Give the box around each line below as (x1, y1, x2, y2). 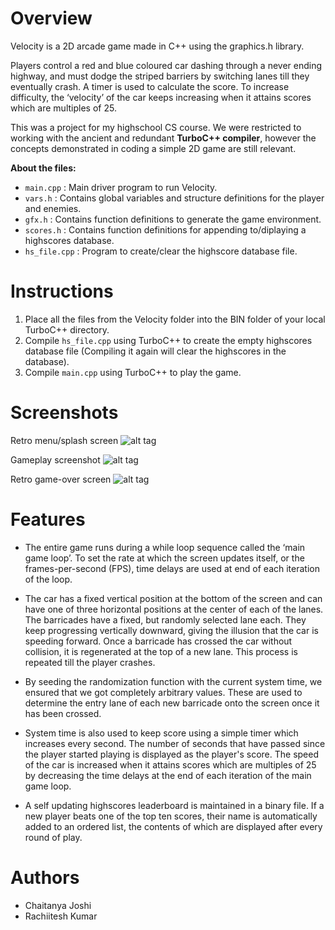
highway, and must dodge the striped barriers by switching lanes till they (10, 70, 310, 82)
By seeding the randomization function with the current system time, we (24, 675, 323, 687)
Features (10, 508, 86, 531)
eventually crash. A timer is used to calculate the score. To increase (10, 80, 290, 92)
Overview (10, 7, 93, 30)
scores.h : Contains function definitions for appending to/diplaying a (24, 223, 307, 236)
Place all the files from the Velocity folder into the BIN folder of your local (24, 313, 326, 325)
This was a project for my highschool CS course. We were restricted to (10, 121, 302, 133)
